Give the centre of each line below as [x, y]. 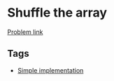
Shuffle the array [57, 13]
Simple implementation [50, 70]
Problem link [25, 32]
